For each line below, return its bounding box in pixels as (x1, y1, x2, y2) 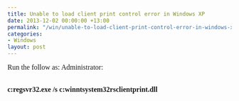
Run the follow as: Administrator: (7, 63, 104, 71)
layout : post (7, 43, 46, 51)
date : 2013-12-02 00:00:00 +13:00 (7, 17, 110, 24)
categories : (7, 30, 43, 38)
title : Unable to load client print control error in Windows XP (7, 10, 205, 18)
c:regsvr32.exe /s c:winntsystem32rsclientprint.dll (7, 85, 158, 93)
